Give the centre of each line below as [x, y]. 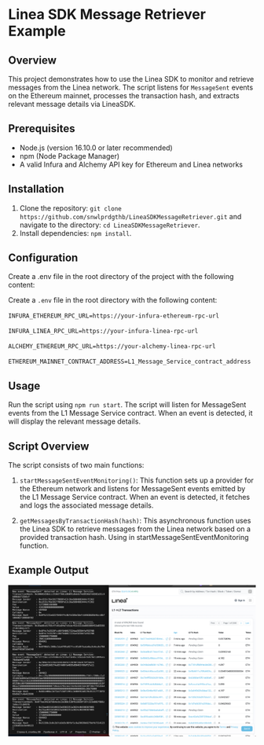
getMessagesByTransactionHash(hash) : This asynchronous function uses [135, 521]
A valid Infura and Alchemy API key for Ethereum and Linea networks [131, 164]
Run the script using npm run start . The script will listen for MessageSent [127, 405]
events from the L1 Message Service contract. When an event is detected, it [130, 413]
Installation [36, 189]
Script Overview [49, 446]
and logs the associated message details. [86, 505]
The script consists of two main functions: [76, 465]
